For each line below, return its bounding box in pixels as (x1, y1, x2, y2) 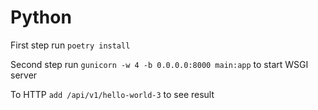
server (10, 69, 38, 81)
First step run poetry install (10, 39, 131, 51)
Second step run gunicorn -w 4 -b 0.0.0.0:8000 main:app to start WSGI (10, 58, 309, 70)
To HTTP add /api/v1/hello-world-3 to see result (10, 88, 215, 100)
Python (10, 6, 72, 29)
